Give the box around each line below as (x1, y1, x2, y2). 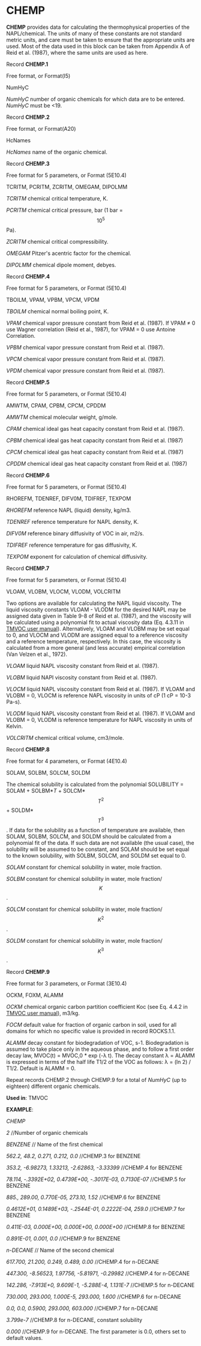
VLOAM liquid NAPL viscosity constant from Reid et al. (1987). (6, 662, 159, 669)
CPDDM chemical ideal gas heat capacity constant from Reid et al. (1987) (6, 460, 188, 467)
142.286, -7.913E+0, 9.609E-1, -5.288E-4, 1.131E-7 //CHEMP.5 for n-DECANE (6, 1282, 195, 1289)
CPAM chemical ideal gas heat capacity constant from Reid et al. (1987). (6, 425, 185, 432)
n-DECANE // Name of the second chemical (6, 1246, 115, 1254)
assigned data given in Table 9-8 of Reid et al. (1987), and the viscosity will (6, 612, 191, 619)
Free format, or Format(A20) (6, 125, 76, 132)
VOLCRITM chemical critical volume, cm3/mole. (6, 734, 124, 741)
